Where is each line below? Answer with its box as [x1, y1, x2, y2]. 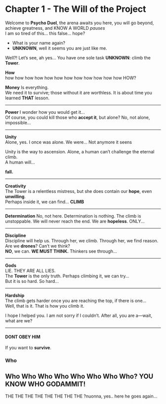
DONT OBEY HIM [5, 334, 41, 340]
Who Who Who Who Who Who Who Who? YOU [5, 372, 154, 381]
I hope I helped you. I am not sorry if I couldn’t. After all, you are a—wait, [5, 313, 152, 318]
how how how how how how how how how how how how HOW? [5, 75, 136, 81]
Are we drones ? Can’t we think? [5, 243, 70, 249]
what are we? [5, 317, 33, 323]
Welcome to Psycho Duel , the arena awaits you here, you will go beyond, [5, 20, 154, 26]
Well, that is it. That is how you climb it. [5, 303, 84, 309]
